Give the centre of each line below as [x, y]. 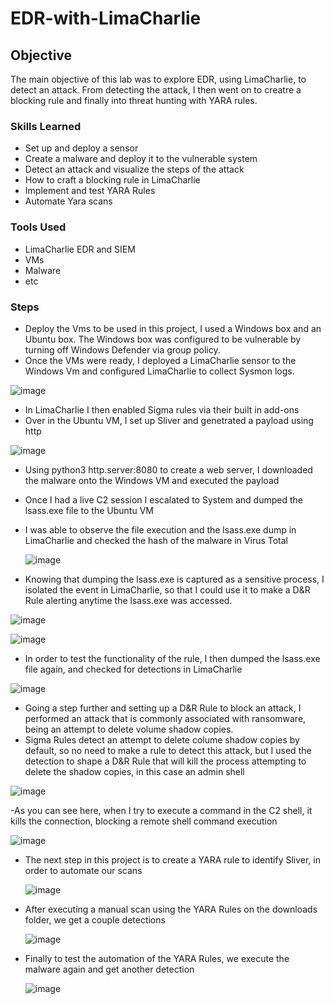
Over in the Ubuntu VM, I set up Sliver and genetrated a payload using [169, 420]
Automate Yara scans [68, 201]
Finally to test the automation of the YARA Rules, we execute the [157, 958]
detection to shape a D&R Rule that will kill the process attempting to [165, 761]
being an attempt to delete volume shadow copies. [129, 729]
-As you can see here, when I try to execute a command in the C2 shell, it [161, 810]
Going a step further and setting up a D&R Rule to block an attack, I [163, 708]
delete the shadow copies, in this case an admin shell [134, 771]
